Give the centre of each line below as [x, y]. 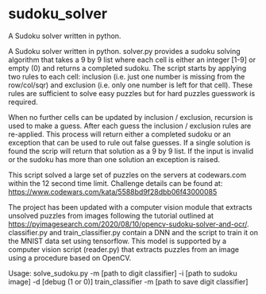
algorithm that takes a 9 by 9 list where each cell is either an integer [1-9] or [132, 60]
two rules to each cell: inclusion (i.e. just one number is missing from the [127, 76]
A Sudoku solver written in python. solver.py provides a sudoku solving [124, 51]
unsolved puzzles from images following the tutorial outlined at [111, 215]
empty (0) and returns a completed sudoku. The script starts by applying [127, 68]
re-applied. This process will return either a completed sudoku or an [120, 134]
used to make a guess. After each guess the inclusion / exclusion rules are [130, 126]
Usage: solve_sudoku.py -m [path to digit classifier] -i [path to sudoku [123, 273]
